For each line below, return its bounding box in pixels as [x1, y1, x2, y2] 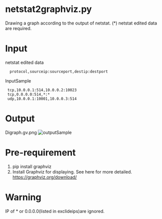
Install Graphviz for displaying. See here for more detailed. [12, 168, 132, 174]
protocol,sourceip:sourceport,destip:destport [9, 69, 108, 74]
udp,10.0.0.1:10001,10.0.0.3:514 [7, 96, 77, 101]
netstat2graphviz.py [5, 3, 92, 15]
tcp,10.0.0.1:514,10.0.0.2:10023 [7, 87, 77, 92]
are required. [5, 25, 32, 31]
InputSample [5, 77, 31, 83]
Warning [5, 191, 41, 203]
